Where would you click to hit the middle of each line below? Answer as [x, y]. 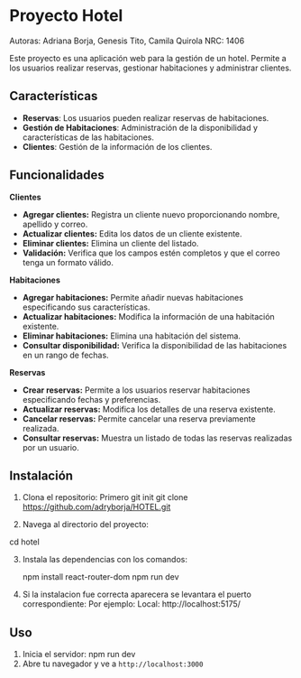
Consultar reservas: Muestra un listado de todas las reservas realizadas [157, 438]
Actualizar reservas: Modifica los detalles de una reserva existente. [149, 409]
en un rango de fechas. [66, 355]
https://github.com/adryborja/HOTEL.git [96, 507]
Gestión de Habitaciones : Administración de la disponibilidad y [140, 127]
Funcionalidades [57, 176]
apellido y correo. [55, 224]
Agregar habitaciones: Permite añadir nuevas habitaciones [132, 297]
